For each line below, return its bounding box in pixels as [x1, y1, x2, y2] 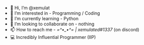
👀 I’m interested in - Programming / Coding [10, 10, 100, 16]
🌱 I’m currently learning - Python [10, 16, 79, 21]
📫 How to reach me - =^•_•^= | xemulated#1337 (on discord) [10, 27, 139, 32]
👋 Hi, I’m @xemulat [10, 5, 50, 11]
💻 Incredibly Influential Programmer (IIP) [10, 34, 96, 40]
